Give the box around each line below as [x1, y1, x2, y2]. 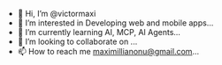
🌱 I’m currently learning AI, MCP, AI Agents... [17, 27, 181, 37]
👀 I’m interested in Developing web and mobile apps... [17, 18, 214, 28]
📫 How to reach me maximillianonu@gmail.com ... [17, 47, 200, 56]
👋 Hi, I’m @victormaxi [17, 9, 96, 18]
